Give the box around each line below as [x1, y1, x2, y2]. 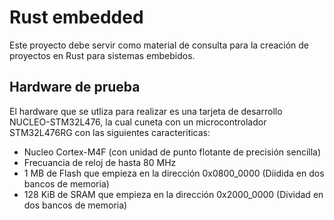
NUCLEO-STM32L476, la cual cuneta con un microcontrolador [9, 116, 267, 128]
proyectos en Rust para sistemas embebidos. [9, 49, 196, 61]
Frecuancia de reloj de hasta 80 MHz [23, 156, 177, 168]
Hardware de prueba [9, 79, 141, 96]
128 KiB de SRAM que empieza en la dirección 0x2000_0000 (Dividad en [23, 188, 324, 200]
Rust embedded [9, 6, 144, 29]
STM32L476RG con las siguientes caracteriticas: [9, 126, 211, 138]
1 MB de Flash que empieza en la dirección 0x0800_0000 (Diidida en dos [23, 167, 325, 179]
